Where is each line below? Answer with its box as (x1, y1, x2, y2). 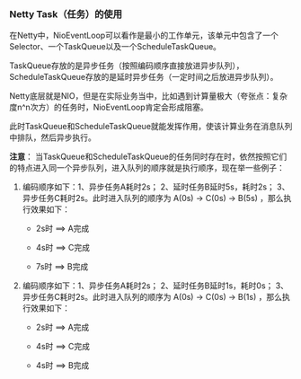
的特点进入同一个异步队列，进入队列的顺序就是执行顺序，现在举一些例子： (9, 163, 285, 173)
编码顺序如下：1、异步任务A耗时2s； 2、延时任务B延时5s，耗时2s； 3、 (22, 181, 290, 192)
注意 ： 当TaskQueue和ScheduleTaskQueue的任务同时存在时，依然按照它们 (9, 151, 288, 163)
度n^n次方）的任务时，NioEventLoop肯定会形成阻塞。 (9, 101, 208, 113)
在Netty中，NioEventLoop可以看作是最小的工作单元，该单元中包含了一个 (9, 30, 279, 41)
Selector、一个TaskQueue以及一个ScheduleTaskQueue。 (9, 41, 222, 52)
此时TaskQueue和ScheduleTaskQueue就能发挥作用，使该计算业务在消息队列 (9, 121, 293, 132)
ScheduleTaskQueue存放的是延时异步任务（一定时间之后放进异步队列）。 (9, 72, 279, 83)
